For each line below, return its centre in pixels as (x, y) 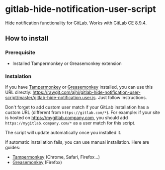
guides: (13, 147)
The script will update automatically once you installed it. (63, 132)
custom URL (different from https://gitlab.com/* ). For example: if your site (82, 112)
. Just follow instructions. (121, 97)
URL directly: (18, 92)
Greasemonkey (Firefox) (37, 162)
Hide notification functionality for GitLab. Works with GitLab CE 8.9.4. (76, 23)
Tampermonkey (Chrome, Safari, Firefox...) (56, 157)
